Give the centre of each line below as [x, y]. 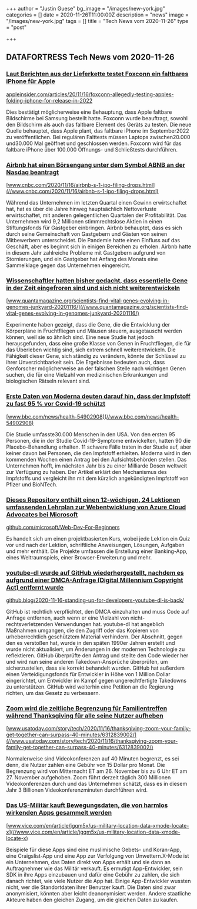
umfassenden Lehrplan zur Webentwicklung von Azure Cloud [96, 507]
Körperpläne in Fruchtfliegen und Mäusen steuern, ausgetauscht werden [94, 331]
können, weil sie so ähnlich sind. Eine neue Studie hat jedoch [80, 337]
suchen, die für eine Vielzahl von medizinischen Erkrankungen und [87, 375]
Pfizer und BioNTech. [32, 484]
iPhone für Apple [31, 81]
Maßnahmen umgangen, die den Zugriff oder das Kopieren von [82, 631]
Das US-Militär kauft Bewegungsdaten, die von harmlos [87, 805]
